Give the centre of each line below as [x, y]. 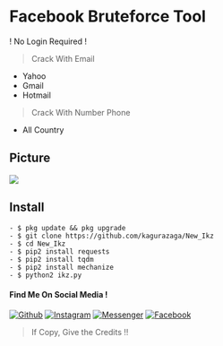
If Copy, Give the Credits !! [80, 332]
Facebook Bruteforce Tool [107, 17]
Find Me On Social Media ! [59, 295]
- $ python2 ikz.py [46, 275]
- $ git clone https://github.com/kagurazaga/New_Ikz [112, 236]
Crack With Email [63, 58]
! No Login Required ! [48, 41]
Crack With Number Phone [81, 112]
